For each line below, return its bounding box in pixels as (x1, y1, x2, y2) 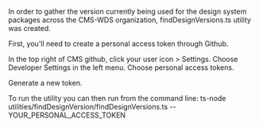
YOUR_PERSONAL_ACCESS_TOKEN (8, 110, 126, 120)
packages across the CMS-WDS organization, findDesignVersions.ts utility (8, 15, 252, 25)
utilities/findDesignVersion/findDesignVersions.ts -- (8, 102, 176, 111)
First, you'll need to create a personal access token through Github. (8, 39, 229, 48)
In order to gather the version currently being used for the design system (8, 7, 247, 16)
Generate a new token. (8, 79, 83, 87)
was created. (8, 24, 52, 33)
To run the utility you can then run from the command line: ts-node (8, 94, 226, 102)
